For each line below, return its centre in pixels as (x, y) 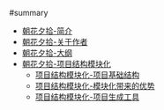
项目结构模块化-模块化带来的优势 (95, 86)
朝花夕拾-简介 (47, 31)
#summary (29, 13)
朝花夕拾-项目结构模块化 (67, 64)
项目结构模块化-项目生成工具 (87, 97)
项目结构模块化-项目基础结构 (87, 75)
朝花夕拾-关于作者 (55, 42)
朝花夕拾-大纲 (47, 53)
